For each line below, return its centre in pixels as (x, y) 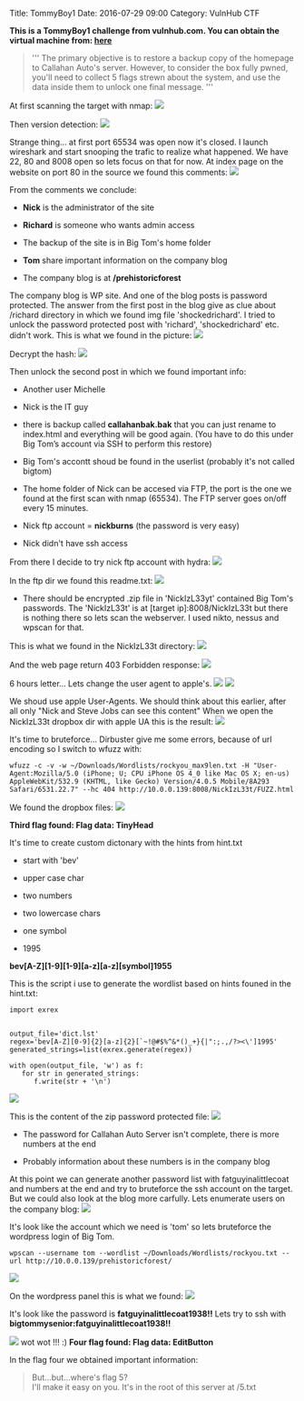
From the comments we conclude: (73, 190)
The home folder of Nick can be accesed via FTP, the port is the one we (157, 489)
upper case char (53, 878)
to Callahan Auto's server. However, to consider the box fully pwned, (160, 68)
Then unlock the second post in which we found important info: (128, 371)
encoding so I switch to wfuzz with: (76, 749)
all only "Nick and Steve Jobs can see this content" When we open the (142, 711)
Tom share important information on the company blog (125, 260)
